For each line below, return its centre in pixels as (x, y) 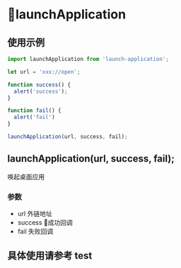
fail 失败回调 (35, 231)
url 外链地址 (35, 213)
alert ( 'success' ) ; (41, 91)
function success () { (39, 84)
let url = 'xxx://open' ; (44, 72)
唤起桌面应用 (26, 177)
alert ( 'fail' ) (34, 117)
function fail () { (34, 111)
